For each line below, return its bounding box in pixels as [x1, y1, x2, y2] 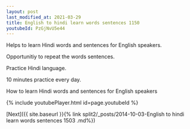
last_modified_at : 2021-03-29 [6, 14, 82, 20]
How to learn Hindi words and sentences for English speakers [6, 87, 158, 95]
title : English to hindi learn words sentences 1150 [6, 20, 140, 26]
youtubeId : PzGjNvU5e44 [6, 25, 66, 32]
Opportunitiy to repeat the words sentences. [6, 53, 115, 60]
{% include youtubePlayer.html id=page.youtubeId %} [6, 99, 139, 106]
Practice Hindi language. [6, 65, 67, 72]
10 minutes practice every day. [6, 76, 82, 83]
